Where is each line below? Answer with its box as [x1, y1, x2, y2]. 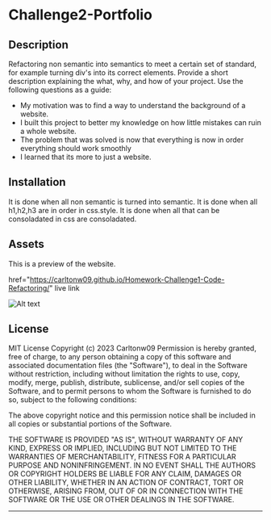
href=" [8, 275, 31, 284]
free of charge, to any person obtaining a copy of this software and [8, 352, 231, 362]
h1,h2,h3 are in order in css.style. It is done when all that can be [8, 205, 220, 215]
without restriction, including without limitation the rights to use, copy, [8, 369, 240, 379]
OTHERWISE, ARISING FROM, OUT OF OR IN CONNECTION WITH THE [8, 486, 244, 496]
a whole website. [19, 127, 77, 136]
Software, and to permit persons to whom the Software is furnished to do [8, 386, 252, 396]
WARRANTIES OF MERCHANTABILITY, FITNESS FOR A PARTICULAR [8, 452, 236, 462]
